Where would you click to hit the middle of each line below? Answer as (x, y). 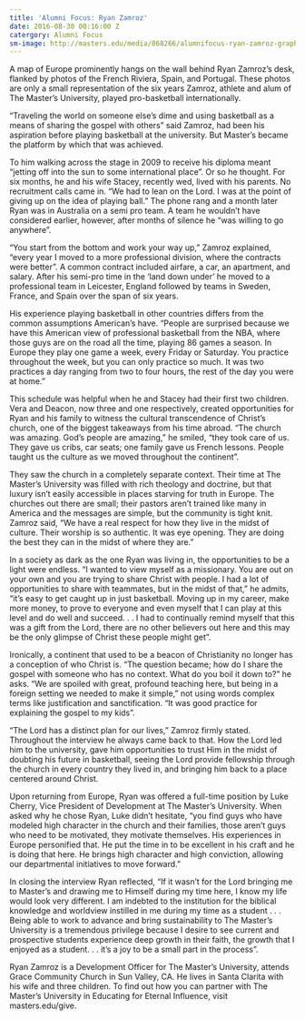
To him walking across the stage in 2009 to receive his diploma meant (140, 162)
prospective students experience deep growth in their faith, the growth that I (152, 940)
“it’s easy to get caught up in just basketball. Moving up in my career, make (149, 599)
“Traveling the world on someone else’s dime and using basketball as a (142, 116)
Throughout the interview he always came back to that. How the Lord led (146, 740)
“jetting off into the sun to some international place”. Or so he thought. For (148, 172)
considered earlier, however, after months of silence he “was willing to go (147, 220)
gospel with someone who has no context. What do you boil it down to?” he (151, 674)
